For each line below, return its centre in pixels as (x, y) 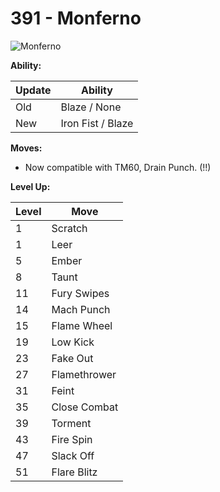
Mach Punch (81, 309)
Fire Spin (72, 439)
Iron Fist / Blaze (97, 123)
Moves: (26, 148)
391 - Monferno (76, 18)
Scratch (69, 228)
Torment (71, 423)
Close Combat (85, 407)
